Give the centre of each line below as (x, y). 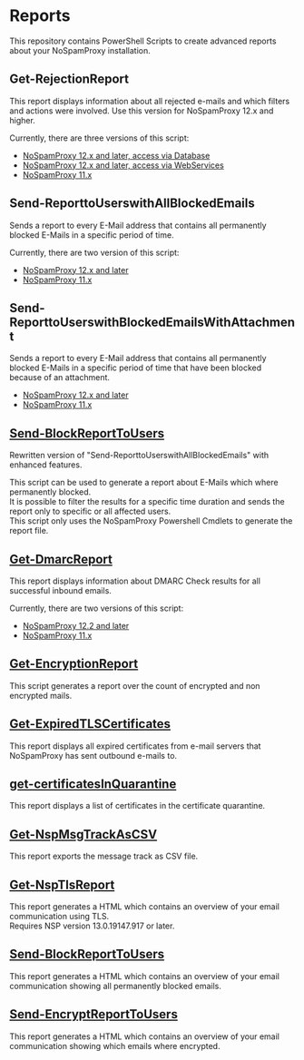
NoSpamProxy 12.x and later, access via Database (116, 155)
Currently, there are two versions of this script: (97, 608)
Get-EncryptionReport (74, 664)
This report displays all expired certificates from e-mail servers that (135, 746)
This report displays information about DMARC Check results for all (135, 581)
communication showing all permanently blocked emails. (116, 986)
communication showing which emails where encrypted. (115, 1045)
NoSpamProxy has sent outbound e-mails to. (93, 755)
